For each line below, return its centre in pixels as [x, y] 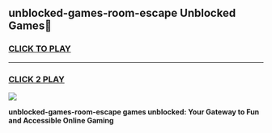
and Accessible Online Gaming [61, 120]
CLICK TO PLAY [40, 49]
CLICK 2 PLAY [36, 79]
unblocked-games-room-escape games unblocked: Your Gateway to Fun [134, 111]
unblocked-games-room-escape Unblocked [122, 13]
